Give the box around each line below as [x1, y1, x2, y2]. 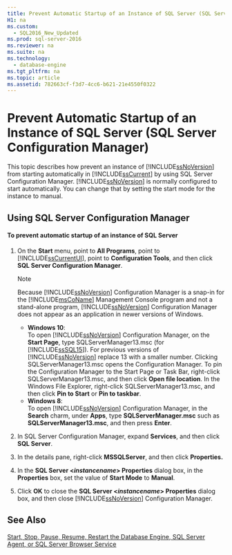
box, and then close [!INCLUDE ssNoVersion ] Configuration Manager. [17, 494, 213, 503]
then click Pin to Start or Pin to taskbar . [27, 389, 142, 398]
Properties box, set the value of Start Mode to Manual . [17, 474, 175, 482]
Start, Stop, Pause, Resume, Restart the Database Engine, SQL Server [7, 532, 206, 541]
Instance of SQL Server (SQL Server [7, 125, 217, 141]
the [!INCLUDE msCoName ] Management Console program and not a [17, 295, 213, 304]
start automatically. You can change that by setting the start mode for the [7, 184, 215, 193]
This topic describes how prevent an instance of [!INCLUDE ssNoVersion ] [7, 163, 215, 171]
